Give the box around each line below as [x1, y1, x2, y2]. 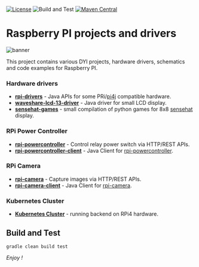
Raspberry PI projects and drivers [6, 27, 177, 40]
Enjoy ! [6, 254, 23, 261]
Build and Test [6, 227, 61, 238]
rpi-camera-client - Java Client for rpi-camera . [14, 181, 132, 189]
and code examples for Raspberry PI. [6, 64, 98, 71]
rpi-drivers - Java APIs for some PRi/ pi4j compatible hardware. [14, 93, 172, 100]
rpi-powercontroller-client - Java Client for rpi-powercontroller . [14, 147, 173, 154]
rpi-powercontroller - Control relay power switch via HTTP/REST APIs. [14, 141, 190, 148]
